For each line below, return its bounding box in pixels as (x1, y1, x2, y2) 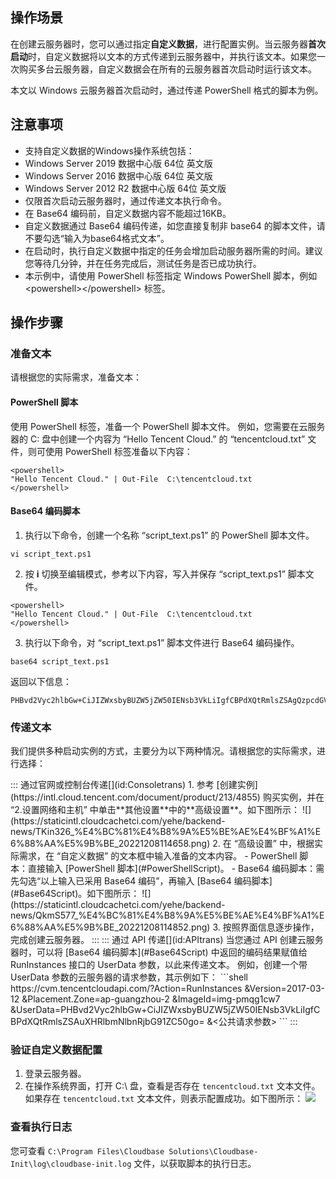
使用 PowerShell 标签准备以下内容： (44, 445, 193, 457)
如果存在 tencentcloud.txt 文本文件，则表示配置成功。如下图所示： (24, 1093, 304, 1105)
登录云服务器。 (24, 1068, 87, 1080)
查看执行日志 (10, 1120, 73, 1134)
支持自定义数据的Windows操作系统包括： (24, 144, 195, 157)
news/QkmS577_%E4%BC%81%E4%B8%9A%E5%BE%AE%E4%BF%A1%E (10, 909, 325, 922)
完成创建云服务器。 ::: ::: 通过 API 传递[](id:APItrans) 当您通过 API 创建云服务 (10, 934, 324, 946)
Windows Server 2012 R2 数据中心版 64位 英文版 (24, 182, 227, 194)
